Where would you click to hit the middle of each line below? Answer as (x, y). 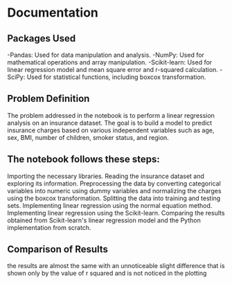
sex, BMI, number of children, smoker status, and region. (88, 137)
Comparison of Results (58, 250)
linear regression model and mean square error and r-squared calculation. (113, 70)
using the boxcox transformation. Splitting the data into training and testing (114, 198)
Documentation (53, 13)
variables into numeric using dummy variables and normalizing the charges (114, 190)
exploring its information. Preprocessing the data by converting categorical (114, 183)
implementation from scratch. (49, 227)
